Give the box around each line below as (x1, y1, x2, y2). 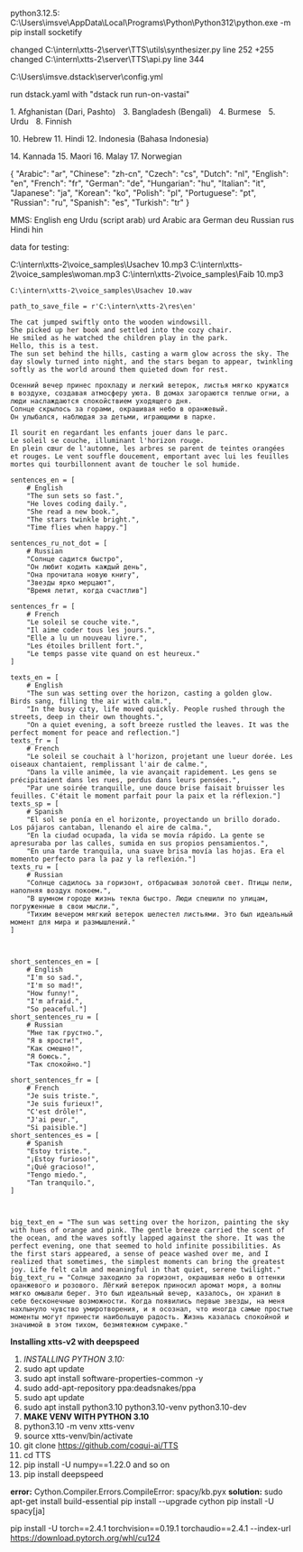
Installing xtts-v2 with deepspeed (10, 1336, 140, 1347)
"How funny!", (26, 989, 79, 998)
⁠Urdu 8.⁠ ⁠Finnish (10, 116, 72, 126)
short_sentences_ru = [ (10, 1012, 100, 1021)
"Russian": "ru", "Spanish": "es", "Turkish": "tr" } (10, 198, 190, 208)
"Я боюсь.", (26, 1052, 71, 1061)
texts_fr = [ (10, 736, 60, 745)
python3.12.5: (10, 8, 60, 18)
